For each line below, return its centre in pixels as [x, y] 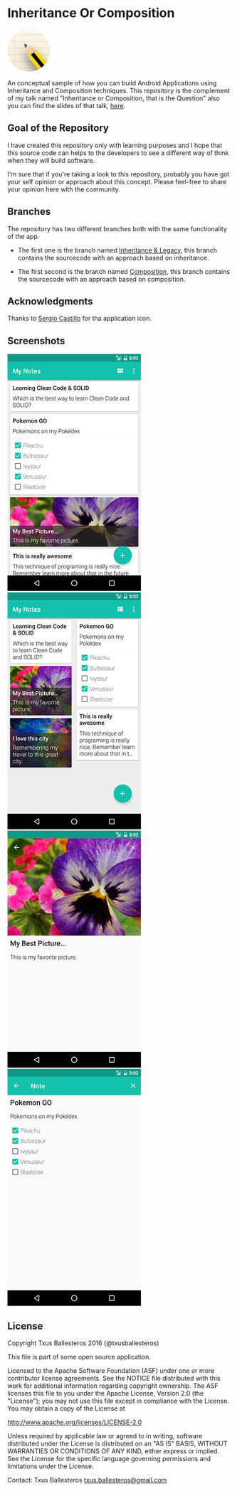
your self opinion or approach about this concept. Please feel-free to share [117, 181]
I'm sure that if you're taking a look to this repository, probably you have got [118, 174]
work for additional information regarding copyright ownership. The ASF [113, 1386]
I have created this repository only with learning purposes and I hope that [115, 145]
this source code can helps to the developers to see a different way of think [118, 153]
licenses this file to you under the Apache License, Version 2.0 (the [106, 1393]
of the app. [23, 236]
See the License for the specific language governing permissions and [109, 1459]
